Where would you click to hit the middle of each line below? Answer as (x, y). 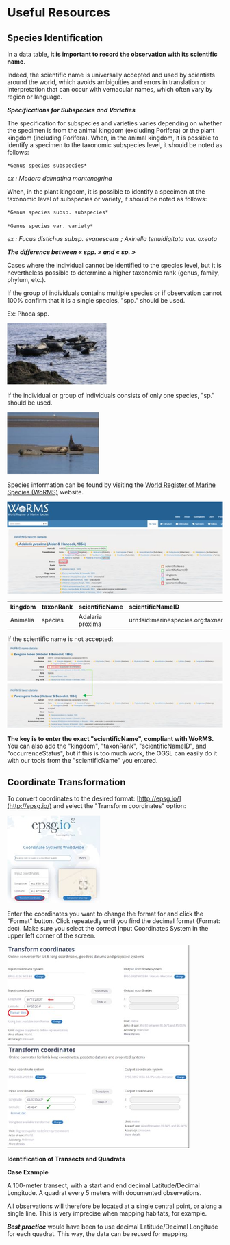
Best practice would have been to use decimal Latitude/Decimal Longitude (113, 1227)
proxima (90, 624)
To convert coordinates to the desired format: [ (73, 798)
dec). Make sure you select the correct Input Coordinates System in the (108, 928)
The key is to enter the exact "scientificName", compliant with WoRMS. (111, 739)
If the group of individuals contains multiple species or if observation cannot (115, 293)
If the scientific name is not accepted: (60, 639)
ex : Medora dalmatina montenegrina (60, 178)
